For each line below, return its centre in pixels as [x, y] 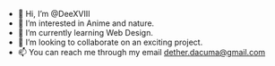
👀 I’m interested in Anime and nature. [86, 23]
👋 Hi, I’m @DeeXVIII [54, 14]
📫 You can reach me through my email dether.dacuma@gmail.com [142, 52]
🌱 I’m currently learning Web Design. [86, 33]
